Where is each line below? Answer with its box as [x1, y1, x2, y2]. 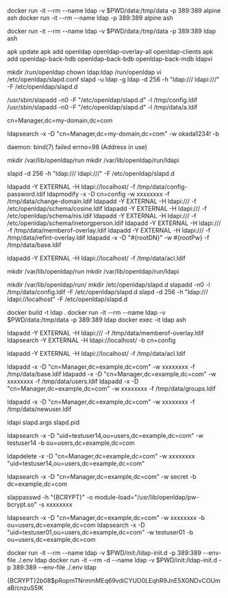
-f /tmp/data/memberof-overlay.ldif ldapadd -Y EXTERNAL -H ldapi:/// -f [7, 226, 211, 234]
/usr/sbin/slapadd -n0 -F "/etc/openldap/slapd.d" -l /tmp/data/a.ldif [7, 103, 198, 111]
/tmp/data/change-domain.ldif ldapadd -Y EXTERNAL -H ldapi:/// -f [7, 197, 197, 205]
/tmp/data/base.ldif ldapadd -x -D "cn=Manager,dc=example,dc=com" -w [7, 370, 216, 378]
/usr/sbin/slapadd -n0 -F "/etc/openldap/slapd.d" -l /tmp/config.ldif [7, 96, 198, 104]
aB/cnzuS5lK [7, 584, 44, 592]
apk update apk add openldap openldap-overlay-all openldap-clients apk [7, 48, 214, 55]
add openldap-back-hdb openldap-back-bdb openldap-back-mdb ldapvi [7, 55, 213, 63]
